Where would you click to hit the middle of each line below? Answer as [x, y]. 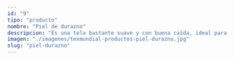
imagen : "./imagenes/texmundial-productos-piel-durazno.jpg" [98, 39]
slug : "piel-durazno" [39, 46]
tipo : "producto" [33, 20]
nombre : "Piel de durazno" [47, 26]
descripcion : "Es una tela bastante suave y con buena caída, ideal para [117, 33]
